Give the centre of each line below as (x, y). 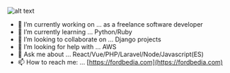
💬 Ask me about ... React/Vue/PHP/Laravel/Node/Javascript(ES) (110, 54)
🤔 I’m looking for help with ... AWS (67, 47)
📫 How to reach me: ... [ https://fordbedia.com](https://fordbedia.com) (120, 62)
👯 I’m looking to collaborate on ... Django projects (89, 39)
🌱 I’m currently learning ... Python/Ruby (75, 32)
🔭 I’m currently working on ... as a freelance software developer (110, 24)
